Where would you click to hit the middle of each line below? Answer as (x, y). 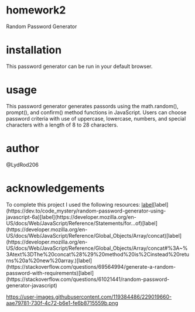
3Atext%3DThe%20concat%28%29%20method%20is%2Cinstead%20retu (97, 254)
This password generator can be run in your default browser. (79, 66)
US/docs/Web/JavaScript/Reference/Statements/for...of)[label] (82, 223)
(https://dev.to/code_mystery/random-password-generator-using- (86, 211)
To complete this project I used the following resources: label (80, 204)
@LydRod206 (23, 164)
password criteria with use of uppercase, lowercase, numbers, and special (96, 118)
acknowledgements (55, 188)
